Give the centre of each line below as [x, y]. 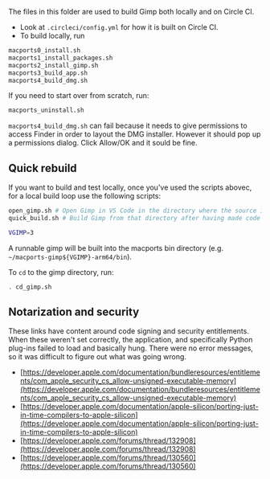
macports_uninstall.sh [46, 111]
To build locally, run [52, 36]
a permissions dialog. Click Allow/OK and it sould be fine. [103, 143]
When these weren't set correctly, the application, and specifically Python [131, 340]
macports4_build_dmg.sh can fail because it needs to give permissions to [128, 126]
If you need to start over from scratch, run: [79, 96]
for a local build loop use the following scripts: [85, 196]
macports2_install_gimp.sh [53, 65]
